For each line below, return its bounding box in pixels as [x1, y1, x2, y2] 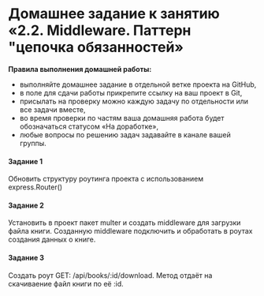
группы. [19, 138, 47, 148]
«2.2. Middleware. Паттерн [8, 21, 191, 39]
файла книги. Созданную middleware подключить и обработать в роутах [8, 227, 253, 236]
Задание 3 [8, 253, 45, 262]
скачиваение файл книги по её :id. [8, 279, 124, 288]
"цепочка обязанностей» [8, 39, 184, 56]
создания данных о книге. [8, 234, 96, 245]
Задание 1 [8, 156, 43, 166]
